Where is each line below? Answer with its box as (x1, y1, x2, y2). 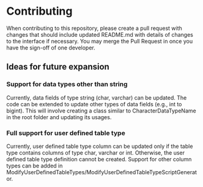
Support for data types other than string (6, 80, 128, 89)
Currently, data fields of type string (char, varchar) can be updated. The (6, 94, 187, 101)
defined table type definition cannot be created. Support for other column (6, 155, 192, 163)
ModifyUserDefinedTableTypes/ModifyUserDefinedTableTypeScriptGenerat (6, 168, 197, 175)
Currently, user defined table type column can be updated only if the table (6, 142, 193, 150)
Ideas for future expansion (6, 62, 110, 72)
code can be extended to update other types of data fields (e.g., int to (6, 100, 182, 108)
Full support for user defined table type (6, 128, 125, 137)
